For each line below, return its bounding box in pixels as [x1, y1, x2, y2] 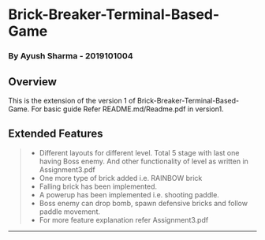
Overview [8, 75, 58, 88]
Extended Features [8, 127, 103, 141]
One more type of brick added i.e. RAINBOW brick [39, 173, 203, 182]
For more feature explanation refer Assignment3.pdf [39, 215, 209, 224]
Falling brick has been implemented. [39, 182, 158, 191]
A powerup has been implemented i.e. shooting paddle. [39, 189, 219, 199]
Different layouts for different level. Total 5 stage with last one [39, 148, 240, 157]
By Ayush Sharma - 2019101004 [8, 51, 134, 62]
